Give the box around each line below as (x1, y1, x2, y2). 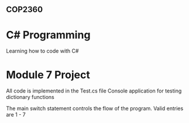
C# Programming (6, 28, 91, 42)
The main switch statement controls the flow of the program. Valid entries (6, 105, 184, 112)
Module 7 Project (6, 68, 91, 81)
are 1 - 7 (6, 111, 26, 118)
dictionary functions (6, 94, 54, 101)
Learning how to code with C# (6, 47, 79, 54)
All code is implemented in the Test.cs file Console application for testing (6, 87, 182, 94)
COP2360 (6, 5, 43, 15)
